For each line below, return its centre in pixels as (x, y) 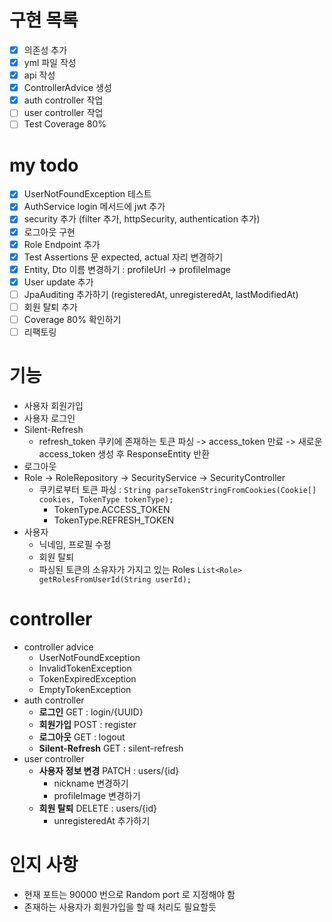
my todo (44, 165)
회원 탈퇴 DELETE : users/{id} (98, 808)
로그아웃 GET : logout (82, 737)
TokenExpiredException (87, 678)
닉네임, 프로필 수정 (75, 544)
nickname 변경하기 (91, 783)
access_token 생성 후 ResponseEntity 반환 (124, 454)
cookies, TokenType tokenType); (106, 500)
